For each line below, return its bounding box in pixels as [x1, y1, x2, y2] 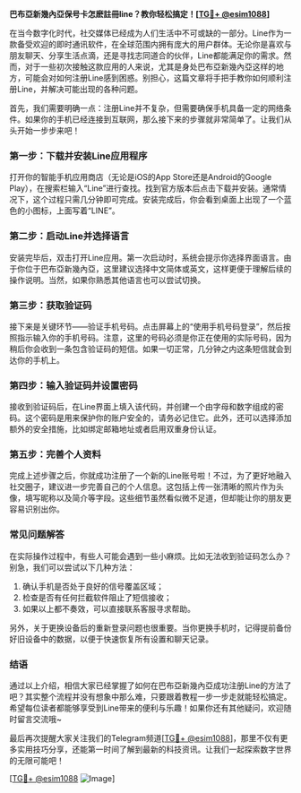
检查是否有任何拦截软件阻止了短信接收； [21, 591, 172, 603]
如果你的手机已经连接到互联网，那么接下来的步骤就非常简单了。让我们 [24, 114, 284, 125]
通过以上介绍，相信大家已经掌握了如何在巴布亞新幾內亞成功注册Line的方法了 [9, 680, 292, 691]
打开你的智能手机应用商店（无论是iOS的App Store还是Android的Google [9, 172, 272, 183]
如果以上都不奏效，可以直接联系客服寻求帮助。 [21, 603, 195, 614]
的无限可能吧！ [9, 755, 64, 766]
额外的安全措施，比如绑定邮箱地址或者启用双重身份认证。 [9, 424, 221, 435]
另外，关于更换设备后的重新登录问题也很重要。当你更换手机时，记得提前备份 [9, 622, 292, 633]
